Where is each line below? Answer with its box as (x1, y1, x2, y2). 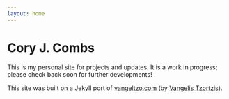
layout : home (7, 10, 45, 17)
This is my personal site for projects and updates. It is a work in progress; (7, 63, 218, 71)
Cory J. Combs (7, 39, 95, 55)
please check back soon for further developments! (7, 70, 152, 78)
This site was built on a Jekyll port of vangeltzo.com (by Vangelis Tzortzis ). (7, 84, 223, 92)
